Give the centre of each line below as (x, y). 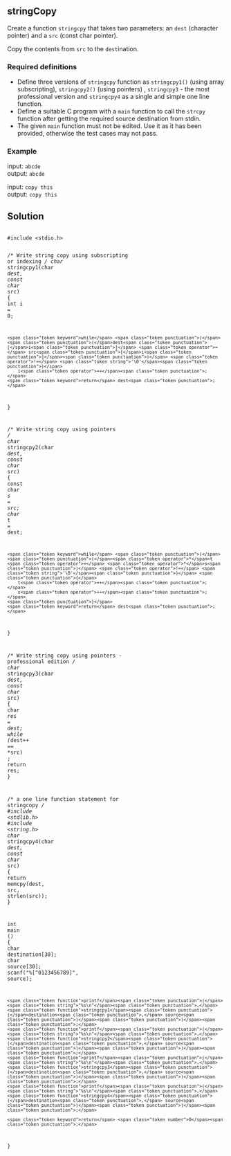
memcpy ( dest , (26, 884)
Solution (26, 216)
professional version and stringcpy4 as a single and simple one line (113, 97)
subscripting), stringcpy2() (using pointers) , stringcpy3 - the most (113, 89)
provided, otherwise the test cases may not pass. (87, 134)
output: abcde (26, 174)
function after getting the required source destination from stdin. (109, 119)
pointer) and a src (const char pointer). (63, 35)
